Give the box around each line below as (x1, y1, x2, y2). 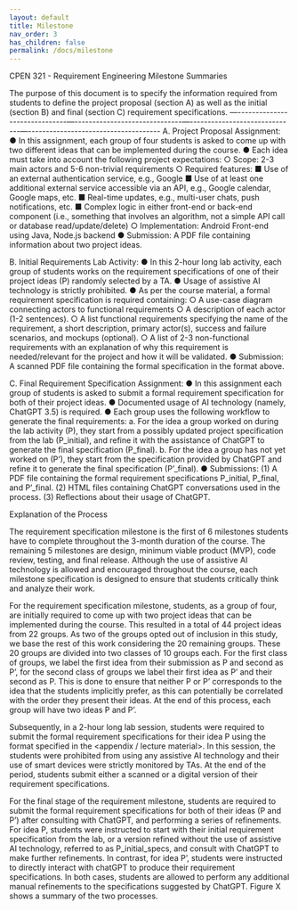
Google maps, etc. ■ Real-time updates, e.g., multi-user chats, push (9, 193, 260, 203)
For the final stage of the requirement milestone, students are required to (9, 796, 277, 807)
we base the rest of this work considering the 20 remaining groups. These (9, 638, 281, 649)
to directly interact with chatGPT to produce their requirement (9, 862, 236, 873)
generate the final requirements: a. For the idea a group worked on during (9, 416, 278, 427)
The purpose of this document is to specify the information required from (9, 88, 278, 99)
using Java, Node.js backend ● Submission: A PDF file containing (9, 230, 251, 241)
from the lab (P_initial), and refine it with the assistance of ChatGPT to (9, 435, 265, 446)
